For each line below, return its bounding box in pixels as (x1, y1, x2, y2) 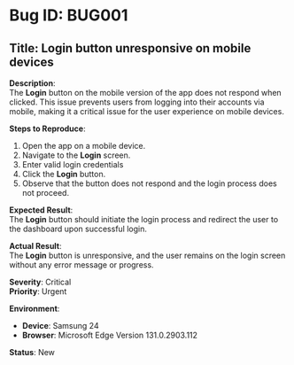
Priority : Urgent (9, 286, 67, 297)
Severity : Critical (9, 276, 72, 287)
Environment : (9, 303, 60, 314)
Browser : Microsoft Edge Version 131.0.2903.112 (21, 330, 197, 340)
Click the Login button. (21, 169, 106, 179)
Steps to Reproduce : (9, 123, 86, 134)
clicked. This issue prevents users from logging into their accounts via (9, 97, 265, 107)
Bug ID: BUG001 (9, 5, 128, 26)
